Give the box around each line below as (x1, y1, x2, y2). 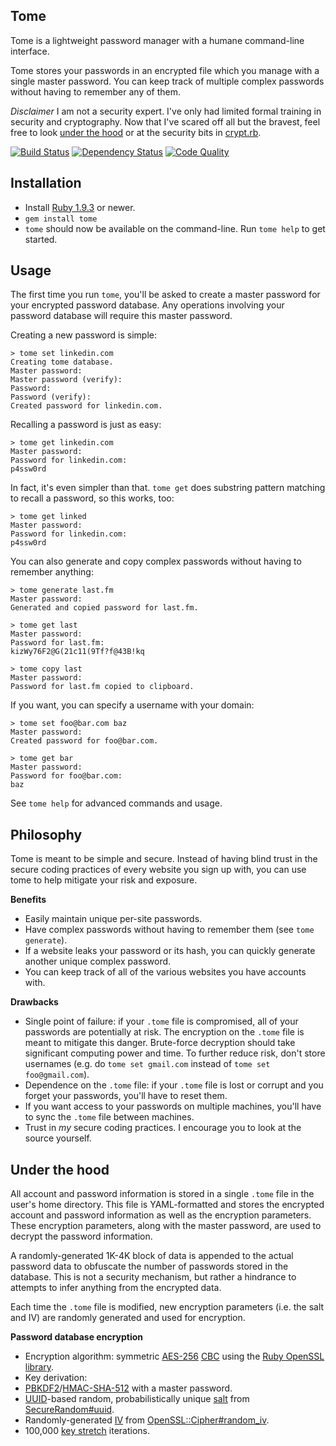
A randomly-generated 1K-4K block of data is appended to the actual (10, 1250, 294, 1262)
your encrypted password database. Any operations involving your (10, 299, 285, 311)
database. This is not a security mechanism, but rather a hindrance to (10, 1271, 297, 1283)
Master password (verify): (10, 375, 123, 385)
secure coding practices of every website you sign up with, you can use (10, 864, 307, 876)
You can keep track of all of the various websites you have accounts (24, 966, 307, 978)
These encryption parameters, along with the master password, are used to (10, 1220, 322, 1232)
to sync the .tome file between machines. (24, 1111, 195, 1123)
